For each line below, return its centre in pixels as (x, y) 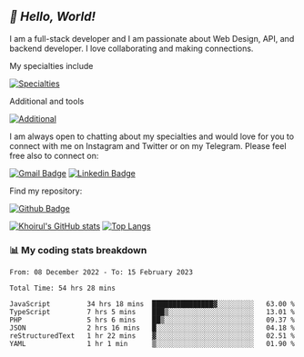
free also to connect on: (54, 155)
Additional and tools (47, 101)
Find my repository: (46, 191)
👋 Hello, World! (52, 17)
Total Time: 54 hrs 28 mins (63, 288)
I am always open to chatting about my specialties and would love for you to (152, 136)
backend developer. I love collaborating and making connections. (132, 48)
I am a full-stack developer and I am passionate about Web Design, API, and (152, 38)
